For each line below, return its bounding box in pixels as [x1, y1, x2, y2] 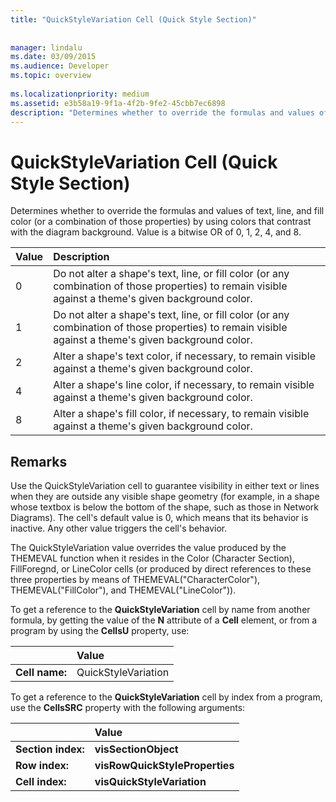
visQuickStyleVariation [94, 775, 207, 789]
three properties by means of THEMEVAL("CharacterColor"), [10, 574, 261, 586]
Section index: [15, 742, 85, 756]
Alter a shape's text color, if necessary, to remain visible [53, 349, 316, 363]
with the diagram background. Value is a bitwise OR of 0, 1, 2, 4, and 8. [10, 226, 302, 238]
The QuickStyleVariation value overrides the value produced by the [10, 542, 287, 554]
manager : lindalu [10, 42, 83, 53]
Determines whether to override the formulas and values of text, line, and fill [10, 205, 325, 217]
